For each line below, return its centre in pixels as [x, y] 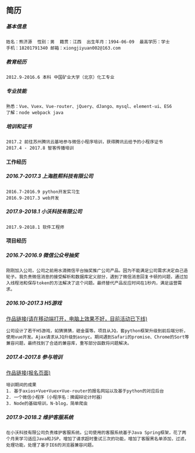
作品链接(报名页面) [29, 373]
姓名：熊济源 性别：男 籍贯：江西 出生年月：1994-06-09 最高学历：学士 [88, 42]
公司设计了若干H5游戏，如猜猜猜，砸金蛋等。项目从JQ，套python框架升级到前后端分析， [97, 331]
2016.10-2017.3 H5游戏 [34, 303]
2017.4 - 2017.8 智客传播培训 [40, 148]
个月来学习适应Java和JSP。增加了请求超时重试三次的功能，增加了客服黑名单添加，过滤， [97, 439]
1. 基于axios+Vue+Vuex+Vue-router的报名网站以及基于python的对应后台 [85, 391]
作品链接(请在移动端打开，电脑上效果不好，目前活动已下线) [77, 319]
